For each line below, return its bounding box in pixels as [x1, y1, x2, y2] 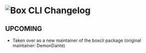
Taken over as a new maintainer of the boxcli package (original [12, 37, 141, 43]
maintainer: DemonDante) [12, 43, 66, 49]
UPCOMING [5, 25, 42, 33]
